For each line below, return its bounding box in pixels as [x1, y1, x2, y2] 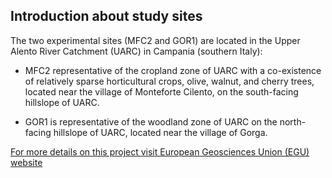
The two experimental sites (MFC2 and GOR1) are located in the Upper [10, 34, 301, 46]
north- [279, 115, 307, 128]
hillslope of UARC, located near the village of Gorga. [53, 126, 268, 138]
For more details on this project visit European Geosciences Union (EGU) [10, 145, 310, 158]
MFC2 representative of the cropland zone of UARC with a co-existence [24, 64, 322, 76]
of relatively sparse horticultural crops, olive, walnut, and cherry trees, [24, 75, 315, 87]
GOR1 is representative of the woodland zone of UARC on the [24, 115, 278, 128]
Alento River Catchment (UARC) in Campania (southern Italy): [10, 45, 263, 57]
